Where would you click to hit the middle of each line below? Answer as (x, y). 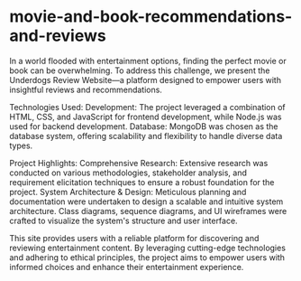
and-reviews (58, 36)
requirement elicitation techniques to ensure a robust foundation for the (142, 182)
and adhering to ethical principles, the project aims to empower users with (147, 257)
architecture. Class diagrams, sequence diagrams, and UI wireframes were (148, 211)
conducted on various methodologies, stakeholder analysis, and (128, 173)
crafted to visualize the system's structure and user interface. (123, 220)
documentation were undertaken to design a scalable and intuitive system (146, 201)
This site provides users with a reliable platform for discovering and (134, 238)
